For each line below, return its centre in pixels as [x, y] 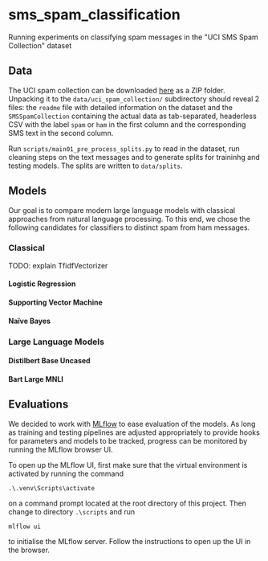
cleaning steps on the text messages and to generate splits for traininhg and [134, 157]
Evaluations [39, 405]
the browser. [29, 550]
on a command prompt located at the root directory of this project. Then [128, 503]
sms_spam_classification [94, 15]
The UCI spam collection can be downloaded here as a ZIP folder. [117, 90]
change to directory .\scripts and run [72, 511]
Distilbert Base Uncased [49, 361]
